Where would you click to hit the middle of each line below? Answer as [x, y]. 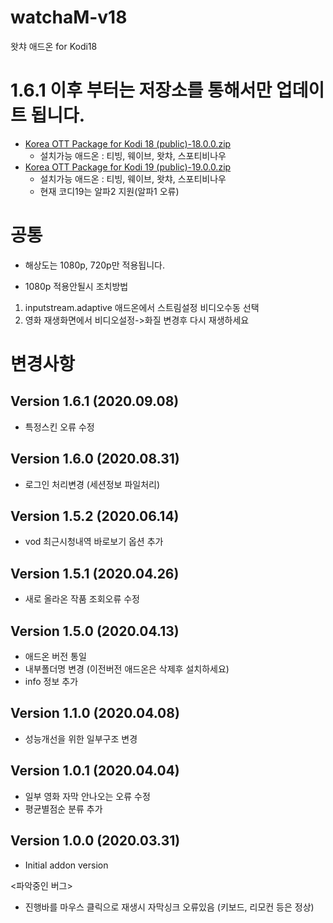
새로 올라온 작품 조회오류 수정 [82, 599]
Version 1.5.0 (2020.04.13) [95, 631]
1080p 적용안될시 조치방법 [76, 286]
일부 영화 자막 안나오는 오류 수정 [87, 796]
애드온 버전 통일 [55, 657]
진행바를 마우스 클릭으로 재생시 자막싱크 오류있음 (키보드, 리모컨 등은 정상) [169, 907]
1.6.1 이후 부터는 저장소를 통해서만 [141, 90]
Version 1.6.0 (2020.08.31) [95, 459]
